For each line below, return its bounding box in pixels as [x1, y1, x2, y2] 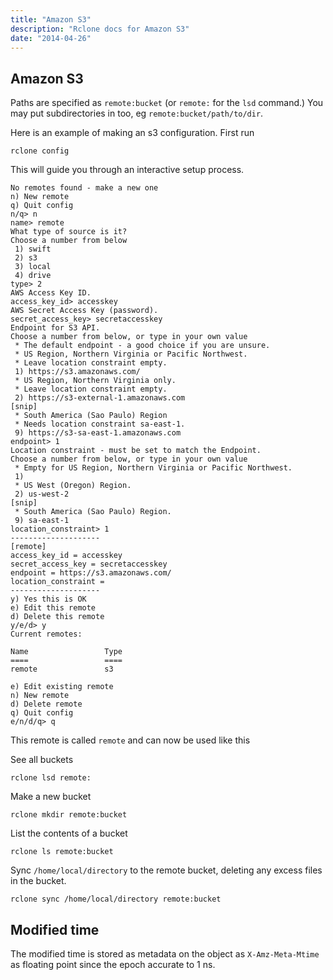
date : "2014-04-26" [10, 33, 92, 43]
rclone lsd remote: [10, 773, 92, 783]
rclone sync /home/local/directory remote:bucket [10, 894, 222, 905]
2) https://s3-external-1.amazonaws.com [14, 393, 186, 403]
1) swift [14, 244, 52, 255]
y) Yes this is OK [10, 594, 87, 605]
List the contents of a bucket [10, 827, 128, 840]
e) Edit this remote [10, 603, 97, 613]
